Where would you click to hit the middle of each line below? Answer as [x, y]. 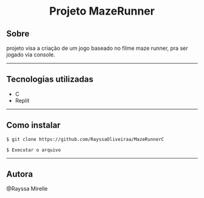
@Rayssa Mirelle [27, 189]
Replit [22, 100]
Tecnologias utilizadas [50, 79]
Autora [20, 174]
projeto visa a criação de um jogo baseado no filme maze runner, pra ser [97, 48]
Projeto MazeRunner [102, 11]
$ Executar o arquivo [34, 150]
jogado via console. [31, 55]
